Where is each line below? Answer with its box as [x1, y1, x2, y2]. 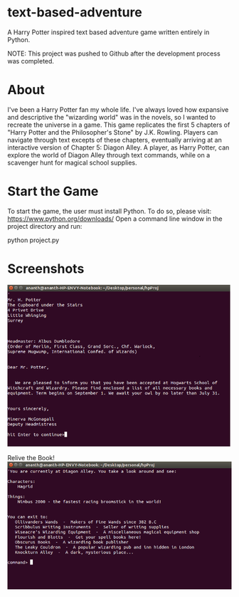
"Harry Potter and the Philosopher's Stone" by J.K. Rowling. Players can [7, 128, 218, 136]
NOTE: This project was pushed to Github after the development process [7, 49, 221, 58]
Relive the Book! [7, 454, 55, 462]
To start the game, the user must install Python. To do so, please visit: [7, 207, 212, 215]
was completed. [7, 56, 55, 65]
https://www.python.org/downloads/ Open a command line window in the [7, 214, 223, 223]
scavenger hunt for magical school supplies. [7, 158, 137, 167]
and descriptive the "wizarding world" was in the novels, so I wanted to [7, 113, 216, 121]
